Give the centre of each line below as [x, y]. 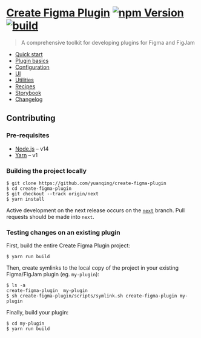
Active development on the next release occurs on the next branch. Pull [96, 210]
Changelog [29, 99]
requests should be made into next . [51, 216]
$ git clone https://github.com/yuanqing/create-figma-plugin [86, 183]
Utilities [25, 80]
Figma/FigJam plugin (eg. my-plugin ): [53, 275]
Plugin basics [32, 60]
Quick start [29, 54]
